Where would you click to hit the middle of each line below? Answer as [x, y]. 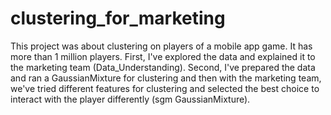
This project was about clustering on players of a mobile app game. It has [161, 46]
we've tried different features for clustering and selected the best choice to [165, 88]
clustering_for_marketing [118, 18]
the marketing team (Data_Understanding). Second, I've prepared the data [163, 67]
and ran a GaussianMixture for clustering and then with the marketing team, [166, 78]
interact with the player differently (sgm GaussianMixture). [130, 99]
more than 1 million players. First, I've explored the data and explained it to [163, 56]
